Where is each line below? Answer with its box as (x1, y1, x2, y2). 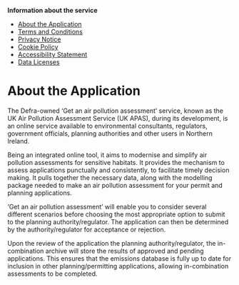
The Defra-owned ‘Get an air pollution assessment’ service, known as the (7, 106, 223, 115)
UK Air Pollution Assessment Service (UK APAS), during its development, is (7, 114, 228, 122)
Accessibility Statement (17, 50, 88, 59)
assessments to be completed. (7, 269, 98, 278)
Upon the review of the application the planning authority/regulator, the (7, 239, 216, 247)
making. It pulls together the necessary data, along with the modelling (7, 173, 213, 181)
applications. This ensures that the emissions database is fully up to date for (7, 254, 232, 263)
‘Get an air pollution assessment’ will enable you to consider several (7, 202, 207, 211)
